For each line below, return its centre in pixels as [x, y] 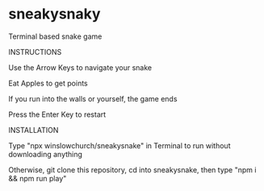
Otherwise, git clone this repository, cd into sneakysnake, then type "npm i [132, 169]
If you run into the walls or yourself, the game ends [93, 98]
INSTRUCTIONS [35, 52]
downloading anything [46, 154]
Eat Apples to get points [48, 83]
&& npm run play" [38, 178]
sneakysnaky [54, 14]
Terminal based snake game [55, 36]
